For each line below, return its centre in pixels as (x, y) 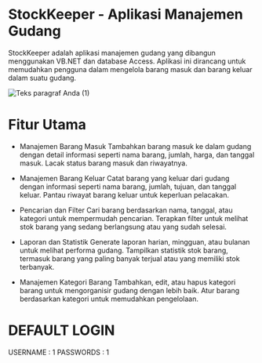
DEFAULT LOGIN (62, 330)
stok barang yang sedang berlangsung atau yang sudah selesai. (123, 227)
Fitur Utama (47, 125)
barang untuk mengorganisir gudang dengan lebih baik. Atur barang (129, 290)
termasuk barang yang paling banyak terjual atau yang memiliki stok (130, 258)
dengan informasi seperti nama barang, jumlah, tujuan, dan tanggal (128, 187)
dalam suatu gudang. (42, 78)
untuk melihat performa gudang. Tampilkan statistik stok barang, (124, 250)
